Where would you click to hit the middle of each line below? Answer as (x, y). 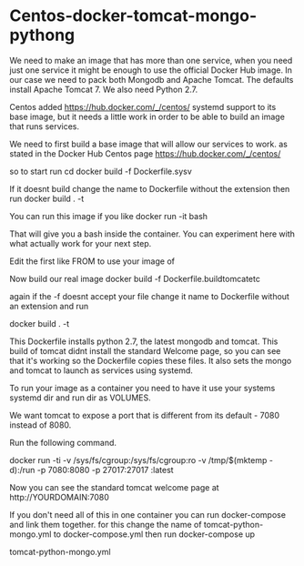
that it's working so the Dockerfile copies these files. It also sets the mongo (151, 360)
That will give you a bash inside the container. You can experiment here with (152, 234)
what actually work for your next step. (81, 243)
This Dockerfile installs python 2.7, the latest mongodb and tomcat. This (144, 341)
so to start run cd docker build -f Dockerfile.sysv (101, 171)
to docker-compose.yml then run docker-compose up (154, 534)
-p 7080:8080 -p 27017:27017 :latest (106, 470)
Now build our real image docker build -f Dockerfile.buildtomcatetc (135, 278)
